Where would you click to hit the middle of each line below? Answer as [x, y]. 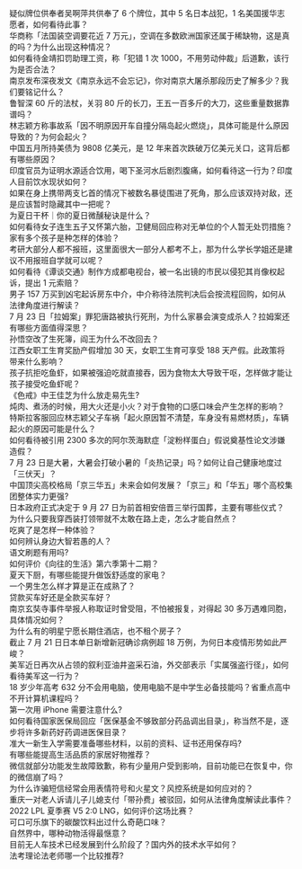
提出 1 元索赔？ [53, 283]
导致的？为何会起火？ [49, 137]
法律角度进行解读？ [45, 305]
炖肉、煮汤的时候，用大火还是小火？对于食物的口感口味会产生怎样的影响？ [147, 406]
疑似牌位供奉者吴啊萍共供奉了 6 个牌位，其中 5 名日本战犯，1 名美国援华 [143, 13]
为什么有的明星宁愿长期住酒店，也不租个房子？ [96, 631]
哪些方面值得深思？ [52, 328]
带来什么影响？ [37, 361]
